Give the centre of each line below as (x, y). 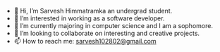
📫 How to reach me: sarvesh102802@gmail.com (85, 41)
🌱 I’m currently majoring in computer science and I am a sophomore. (114, 26)
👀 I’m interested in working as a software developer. (89, 18)
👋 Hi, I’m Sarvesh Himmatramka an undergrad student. (93, 11)
